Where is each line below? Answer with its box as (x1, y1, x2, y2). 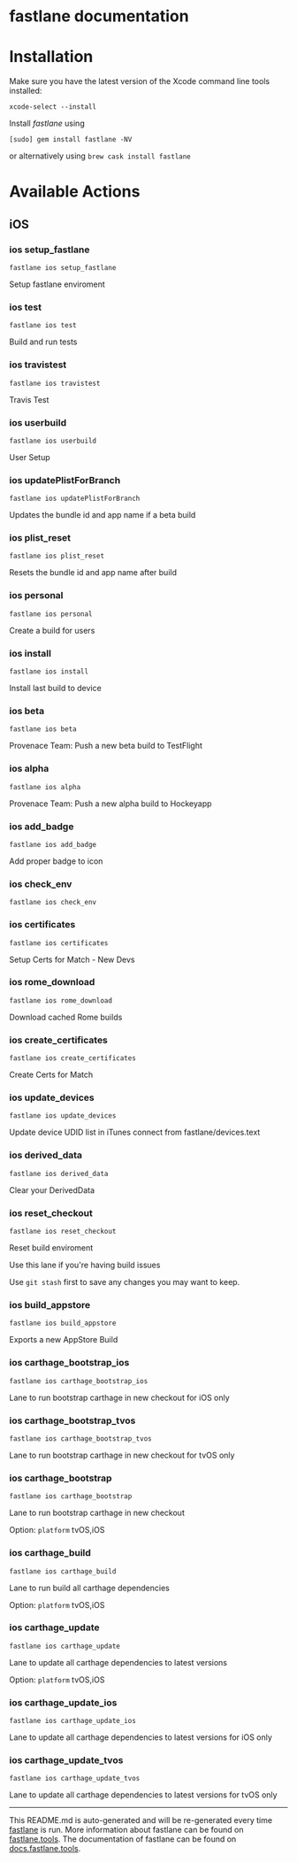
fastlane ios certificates (9, 938, 109, 948)
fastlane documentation (9, 6, 189, 27)
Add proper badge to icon (9, 856, 103, 866)
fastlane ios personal (9, 609, 93, 619)
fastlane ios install (9, 667, 89, 676)
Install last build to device (9, 683, 102, 694)
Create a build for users (9, 625, 95, 635)
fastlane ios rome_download (9, 996, 113, 1005)
